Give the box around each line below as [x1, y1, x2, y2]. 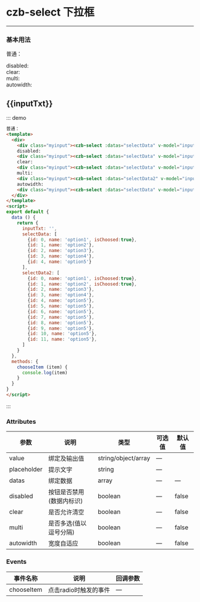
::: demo [6, 114, 27, 122]
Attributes [6, 417, 36, 426]
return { [17, 220, 39, 226]
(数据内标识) [48, 497, 83, 505]
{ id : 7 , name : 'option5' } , [27, 314, 95, 320]
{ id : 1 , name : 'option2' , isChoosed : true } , [27, 281, 137, 287]
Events [6, 558, 27, 566]
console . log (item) [21, 370, 68, 376]
